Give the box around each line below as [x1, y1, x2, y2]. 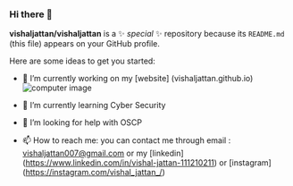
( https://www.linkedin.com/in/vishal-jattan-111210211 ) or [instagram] [21, 157, 272, 168]
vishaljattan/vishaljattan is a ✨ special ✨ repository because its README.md [9, 29, 285, 39]
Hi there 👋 [9, 8, 54, 21]
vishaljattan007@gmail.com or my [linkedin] [21, 148, 185, 159]
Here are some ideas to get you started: [9, 55, 156, 66]
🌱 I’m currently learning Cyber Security [21, 100, 166, 111]
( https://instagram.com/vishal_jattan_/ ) [21, 167, 165, 178]
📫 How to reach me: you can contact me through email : [21, 135, 231, 146]
